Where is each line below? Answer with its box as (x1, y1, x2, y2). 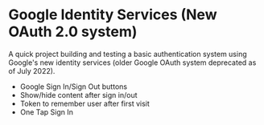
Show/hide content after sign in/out (19, 90, 138, 99)
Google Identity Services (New (8, 6, 217, 24)
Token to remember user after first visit (19, 99, 151, 108)
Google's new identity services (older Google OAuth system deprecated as (8, 58, 257, 67)
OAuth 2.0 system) (8, 22, 138, 41)
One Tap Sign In (19, 107, 74, 117)
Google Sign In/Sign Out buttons (19, 82, 127, 91)
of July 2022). (8, 66, 56, 75)
